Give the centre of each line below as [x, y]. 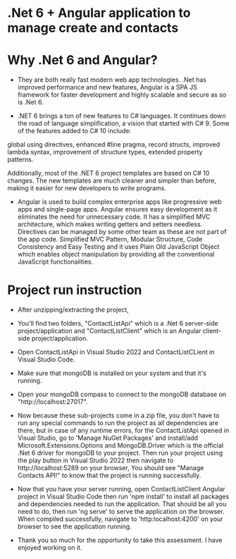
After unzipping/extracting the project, [73, 310]
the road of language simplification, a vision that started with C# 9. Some [123, 123]
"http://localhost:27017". [52, 402]
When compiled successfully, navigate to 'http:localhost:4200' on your [120, 519]
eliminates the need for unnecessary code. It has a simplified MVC [114, 217]
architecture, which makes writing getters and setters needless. [110, 224]
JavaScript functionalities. [55, 262]
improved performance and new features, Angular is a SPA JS [107, 87]
